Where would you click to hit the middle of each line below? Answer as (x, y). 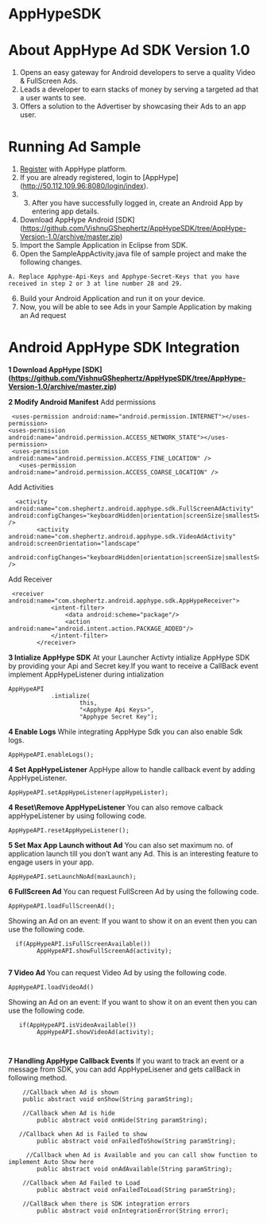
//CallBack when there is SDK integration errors (106, 1204)
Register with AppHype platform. (73, 169)
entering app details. (65, 211)
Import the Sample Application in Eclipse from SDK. (104, 245)
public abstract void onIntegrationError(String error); (133, 1211)
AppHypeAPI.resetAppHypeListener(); (69, 830)
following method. (38, 1078)
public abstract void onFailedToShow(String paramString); (137, 1141)
